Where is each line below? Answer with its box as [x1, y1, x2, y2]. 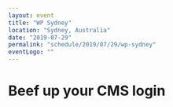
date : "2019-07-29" [8, 33, 72, 42]
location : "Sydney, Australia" [8, 26, 111, 34]
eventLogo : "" [8, 48, 55, 56]
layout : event [8, 11, 55, 20]
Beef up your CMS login [8, 82, 166, 100]
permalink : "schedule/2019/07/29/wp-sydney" [8, 41, 156, 49]
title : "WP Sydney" [8, 19, 72, 27]
